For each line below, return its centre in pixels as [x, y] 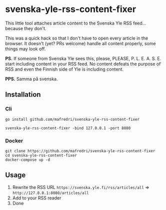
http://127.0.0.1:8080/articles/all [50, 193]
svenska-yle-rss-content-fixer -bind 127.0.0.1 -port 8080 [68, 128]
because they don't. [26, 28]
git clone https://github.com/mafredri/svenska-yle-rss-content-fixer [80, 151]
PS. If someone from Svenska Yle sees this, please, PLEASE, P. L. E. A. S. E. [83, 58]
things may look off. [25, 49]
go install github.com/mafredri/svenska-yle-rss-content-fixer [72, 119]
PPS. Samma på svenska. [32, 79]
